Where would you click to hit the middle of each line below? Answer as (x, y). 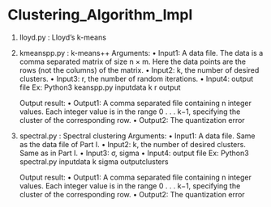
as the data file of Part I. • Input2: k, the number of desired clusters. (133, 144)
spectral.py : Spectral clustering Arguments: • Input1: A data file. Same (137, 136)
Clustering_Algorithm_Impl (100, 15)
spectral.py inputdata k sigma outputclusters (94, 161)
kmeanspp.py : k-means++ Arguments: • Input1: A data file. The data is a (141, 53)
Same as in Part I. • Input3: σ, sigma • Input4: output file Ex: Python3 (134, 153)
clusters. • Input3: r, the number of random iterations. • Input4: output (136, 78)
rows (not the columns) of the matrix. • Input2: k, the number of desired (139, 70)
